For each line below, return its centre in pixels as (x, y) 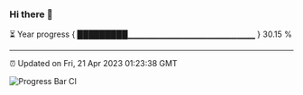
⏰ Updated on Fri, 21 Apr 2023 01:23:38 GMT (93, 64)
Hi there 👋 (32, 14)
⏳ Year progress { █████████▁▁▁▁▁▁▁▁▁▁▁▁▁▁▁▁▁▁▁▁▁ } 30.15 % (151, 34)
